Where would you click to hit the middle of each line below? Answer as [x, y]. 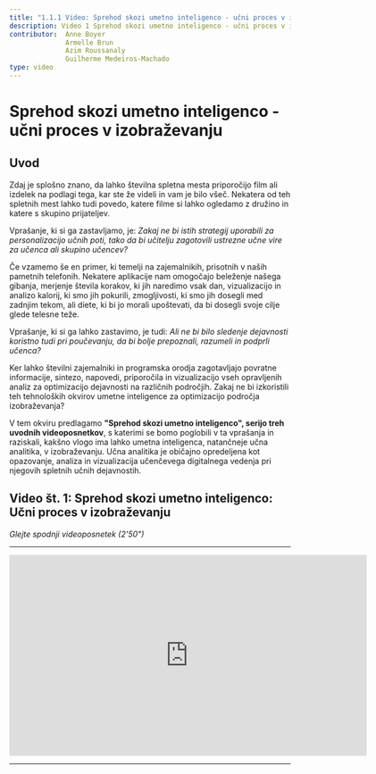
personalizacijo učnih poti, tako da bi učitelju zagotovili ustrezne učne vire [146, 240]
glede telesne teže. [44, 314]
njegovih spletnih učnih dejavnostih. [75, 470]
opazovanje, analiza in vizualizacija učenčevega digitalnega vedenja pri [140, 461]
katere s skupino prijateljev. [59, 213]
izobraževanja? [37, 405]
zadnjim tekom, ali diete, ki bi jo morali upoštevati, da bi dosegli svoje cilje [145, 304]
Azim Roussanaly [96, 51]
